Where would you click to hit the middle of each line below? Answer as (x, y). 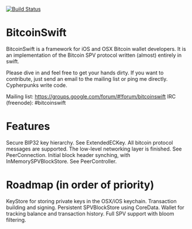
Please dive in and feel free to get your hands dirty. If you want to (85, 73)
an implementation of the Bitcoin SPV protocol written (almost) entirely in (94, 55)
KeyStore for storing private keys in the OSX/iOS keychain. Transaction (91, 201)
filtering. (16, 220)
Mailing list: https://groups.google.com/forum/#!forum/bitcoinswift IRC (91, 96)
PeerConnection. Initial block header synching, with (68, 155)
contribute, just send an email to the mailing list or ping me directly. (87, 78)
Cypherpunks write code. (37, 85)
